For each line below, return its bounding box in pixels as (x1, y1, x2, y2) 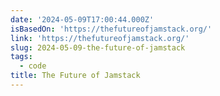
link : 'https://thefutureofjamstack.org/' (10, 33, 190, 43)
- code (19, 61, 47, 71)
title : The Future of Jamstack (10, 71, 141, 81)
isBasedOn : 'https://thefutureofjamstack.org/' (10, 24, 213, 34)
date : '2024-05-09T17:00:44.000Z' (10, 14, 155, 25)
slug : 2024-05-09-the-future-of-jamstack (10, 42, 186, 53)
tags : (10, 52, 33, 62)
